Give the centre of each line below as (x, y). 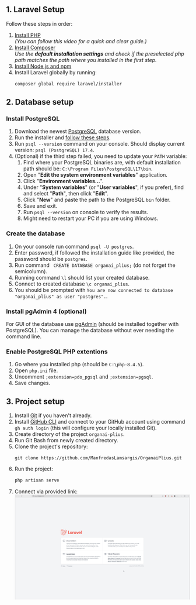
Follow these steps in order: (39, 23)
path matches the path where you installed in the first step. (85, 60)
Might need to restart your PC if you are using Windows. (91, 218)
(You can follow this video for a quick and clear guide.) (80, 41)
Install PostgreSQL (33, 118)
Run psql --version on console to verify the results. (86, 212)
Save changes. (32, 383)
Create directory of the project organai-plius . (69, 434)
